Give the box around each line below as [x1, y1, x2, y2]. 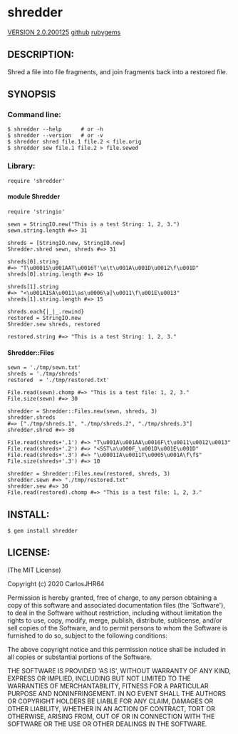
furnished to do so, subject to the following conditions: [7, 631, 167, 640]
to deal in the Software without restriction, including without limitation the [7, 608, 222, 617]
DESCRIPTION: [7, 49, 75, 61]
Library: [7, 161, 36, 171]
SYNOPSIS [7, 89, 56, 101]
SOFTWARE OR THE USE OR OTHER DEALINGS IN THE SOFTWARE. [7, 719, 207, 728]
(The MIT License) [7, 565, 62, 574]
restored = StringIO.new [7, 314, 81, 321]
